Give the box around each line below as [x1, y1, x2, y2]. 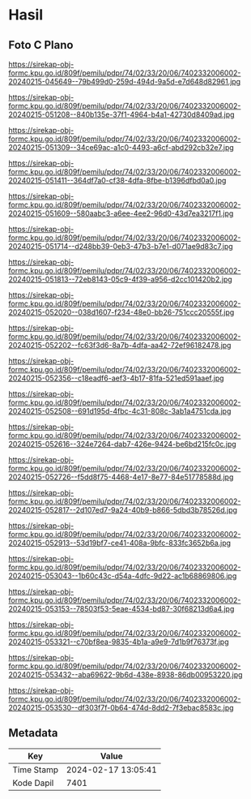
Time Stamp [12, 764, 59, 775]
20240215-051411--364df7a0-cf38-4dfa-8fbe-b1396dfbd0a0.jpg [8, 176, 227, 185]
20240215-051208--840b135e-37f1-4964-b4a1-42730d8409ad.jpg [8, 110, 235, 119]
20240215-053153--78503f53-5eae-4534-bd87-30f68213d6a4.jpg [8, 604, 235, 613]
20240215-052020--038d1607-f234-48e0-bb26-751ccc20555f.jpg [8, 307, 235, 317]
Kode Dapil [12, 777, 54, 788]
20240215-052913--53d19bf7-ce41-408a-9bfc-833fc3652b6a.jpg [8, 538, 232, 548]
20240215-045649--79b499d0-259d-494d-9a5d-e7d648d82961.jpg [8, 77, 241, 86]
